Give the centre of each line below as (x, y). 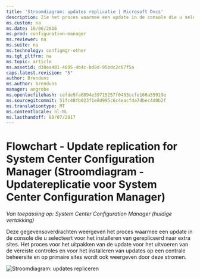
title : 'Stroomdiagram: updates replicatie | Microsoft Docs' (85, 12)
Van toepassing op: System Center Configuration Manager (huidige (89, 214)
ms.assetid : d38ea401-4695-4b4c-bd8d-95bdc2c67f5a (70, 67)
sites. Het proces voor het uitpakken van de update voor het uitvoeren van (97, 245)
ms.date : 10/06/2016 (32, 28)
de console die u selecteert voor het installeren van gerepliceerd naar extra (98, 238)
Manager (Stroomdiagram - (75, 172)
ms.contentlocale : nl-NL (37, 112)
